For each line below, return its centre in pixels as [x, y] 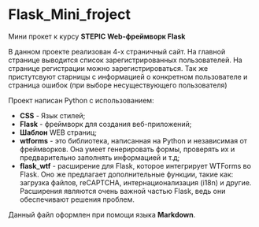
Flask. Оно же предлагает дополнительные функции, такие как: [126, 174]
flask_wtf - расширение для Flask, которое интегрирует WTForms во [135, 166]
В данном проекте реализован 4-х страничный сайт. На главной [117, 51]
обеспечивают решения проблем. [77, 199]
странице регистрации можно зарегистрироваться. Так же [108, 68]
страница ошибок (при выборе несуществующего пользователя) [118, 85]
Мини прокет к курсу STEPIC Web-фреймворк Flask [97, 36]
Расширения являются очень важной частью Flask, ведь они [122, 191]
